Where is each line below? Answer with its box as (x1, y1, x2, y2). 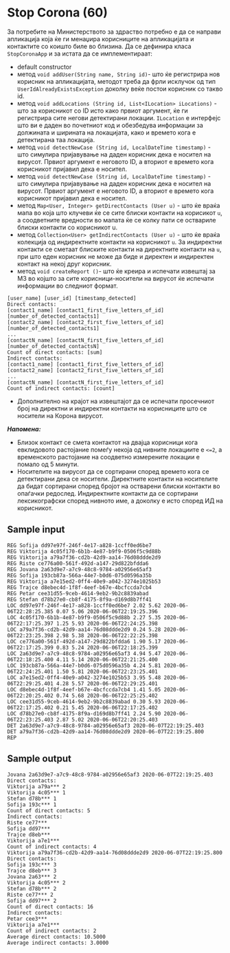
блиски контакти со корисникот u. (16, 223, 118, 231)
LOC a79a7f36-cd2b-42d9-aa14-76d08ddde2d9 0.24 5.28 (7, 626, 161, 633)
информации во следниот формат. (16, 282, 118, 290)
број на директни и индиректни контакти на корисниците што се (16, 404, 207, 413)
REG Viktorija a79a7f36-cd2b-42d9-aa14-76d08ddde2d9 (7, 554, 161, 561)
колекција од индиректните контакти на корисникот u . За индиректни (16, 238, 222, 246)
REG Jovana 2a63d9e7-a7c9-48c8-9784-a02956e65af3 (7, 566, 152, 573)
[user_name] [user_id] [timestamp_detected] (7, 295, 137, 301)
